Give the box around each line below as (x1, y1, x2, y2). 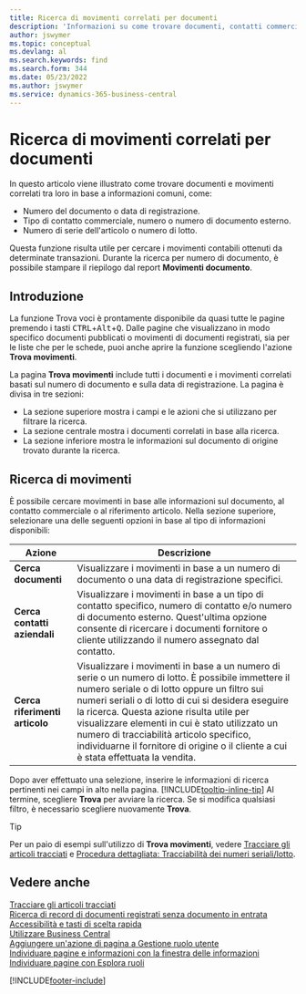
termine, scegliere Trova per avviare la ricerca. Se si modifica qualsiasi (9, 794, 276, 805)
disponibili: (9, 525, 50, 536)
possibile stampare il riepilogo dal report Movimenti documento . (9, 262, 253, 274)
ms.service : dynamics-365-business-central (9, 89, 178, 98)
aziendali (14, 628, 55, 641)
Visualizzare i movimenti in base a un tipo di (76, 588, 264, 601)
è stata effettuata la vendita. (76, 751, 197, 764)
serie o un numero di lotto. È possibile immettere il (76, 671, 291, 684)
